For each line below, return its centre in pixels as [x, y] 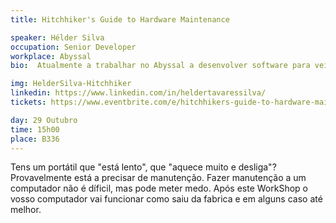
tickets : [28, 102]
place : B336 [35, 139]
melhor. [26, 210]
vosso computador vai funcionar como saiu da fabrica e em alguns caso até [166, 199]
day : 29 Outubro [44, 120]
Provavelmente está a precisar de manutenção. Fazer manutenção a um [158, 178]
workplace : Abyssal [51, 56]
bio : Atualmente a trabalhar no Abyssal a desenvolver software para [160, 66]
